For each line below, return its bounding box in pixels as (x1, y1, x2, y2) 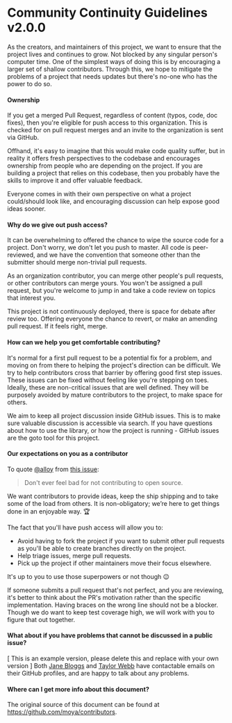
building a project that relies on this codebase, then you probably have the (7, 169, 220, 177)
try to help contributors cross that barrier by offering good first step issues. (7, 368, 222, 376)
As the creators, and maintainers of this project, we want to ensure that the (7, 42, 222, 51)
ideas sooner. (7, 205, 47, 213)
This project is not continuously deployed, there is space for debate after (7, 308, 216, 316)
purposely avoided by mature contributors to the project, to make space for (7, 390, 223, 399)
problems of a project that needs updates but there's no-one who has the (7, 72, 217, 81)
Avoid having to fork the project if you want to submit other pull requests (17, 537, 225, 545)
